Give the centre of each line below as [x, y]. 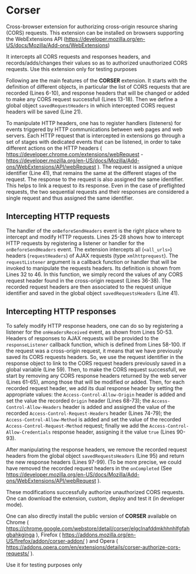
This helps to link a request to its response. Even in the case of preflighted [96, 185]
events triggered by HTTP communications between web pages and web [94, 129]
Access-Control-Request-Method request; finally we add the [77, 425]
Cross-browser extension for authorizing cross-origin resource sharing [92, 26]
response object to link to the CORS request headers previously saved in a [96, 363]
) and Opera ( [102, 541]
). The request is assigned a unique [140, 167]
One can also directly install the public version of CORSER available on [92, 516]
